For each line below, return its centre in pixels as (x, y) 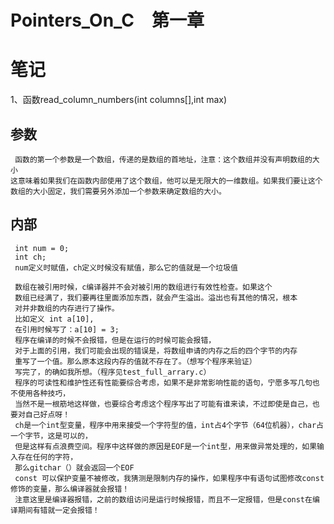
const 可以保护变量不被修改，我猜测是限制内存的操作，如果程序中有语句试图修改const (169, 478)
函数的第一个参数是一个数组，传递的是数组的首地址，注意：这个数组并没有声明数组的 (163, 159)
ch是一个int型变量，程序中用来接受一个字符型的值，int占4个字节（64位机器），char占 (169, 425)
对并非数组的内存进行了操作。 (67, 308)
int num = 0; (42, 248)
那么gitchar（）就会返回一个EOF (74, 467)
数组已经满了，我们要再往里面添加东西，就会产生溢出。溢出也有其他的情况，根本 (156, 297)
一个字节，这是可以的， (51, 436)
